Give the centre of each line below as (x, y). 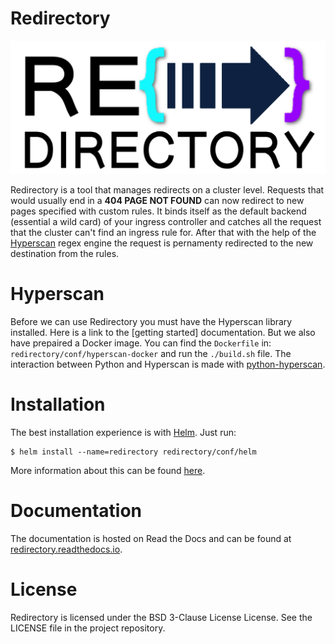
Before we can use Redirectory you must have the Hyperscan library (151, 321)
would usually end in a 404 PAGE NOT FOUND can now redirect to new (157, 200)
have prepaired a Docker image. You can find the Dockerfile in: (141, 343)
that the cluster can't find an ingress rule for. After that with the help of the (163, 232)
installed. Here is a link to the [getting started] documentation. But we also (163, 332)
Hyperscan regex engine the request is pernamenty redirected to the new (162, 243)
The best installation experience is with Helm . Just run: (123, 432)
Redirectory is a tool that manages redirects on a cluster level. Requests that (167, 189)
